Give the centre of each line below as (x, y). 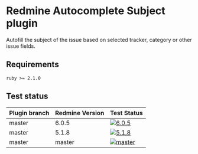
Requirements (33, 65)
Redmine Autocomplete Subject (86, 11)
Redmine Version (80, 113)
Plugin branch (29, 113)
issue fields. (21, 46)
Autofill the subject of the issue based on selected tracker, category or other (99, 40)
